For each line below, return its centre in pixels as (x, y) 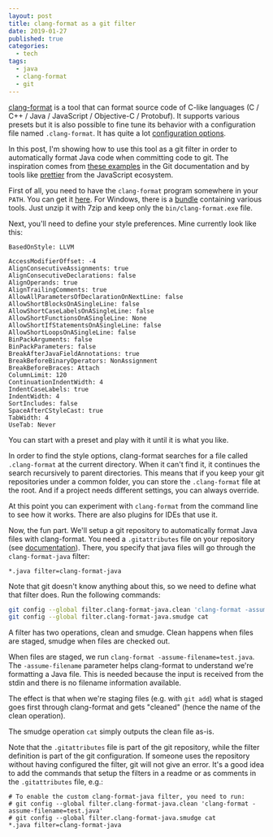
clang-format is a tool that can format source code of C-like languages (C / (134, 107)
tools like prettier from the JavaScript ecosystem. (91, 175)
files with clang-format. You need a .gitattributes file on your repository (132, 539)
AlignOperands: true (43, 282)
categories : (28, 46)
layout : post (30, 16)
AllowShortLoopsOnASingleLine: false (72, 332)
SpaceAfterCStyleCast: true (56, 410)
